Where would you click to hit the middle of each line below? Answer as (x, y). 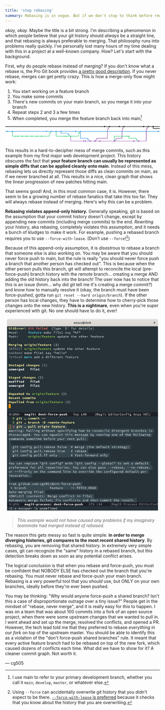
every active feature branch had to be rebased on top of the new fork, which (82, 643)
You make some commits (38, 97)
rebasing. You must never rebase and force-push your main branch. (74, 576)
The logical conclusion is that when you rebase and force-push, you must (80, 566)
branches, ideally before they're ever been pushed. (57, 586)
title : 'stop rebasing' (29, 10)
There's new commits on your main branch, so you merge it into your (82, 101)
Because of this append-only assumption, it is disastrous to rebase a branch (82, 248)
